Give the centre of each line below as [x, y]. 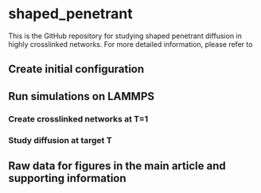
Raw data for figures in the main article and [117, 166]
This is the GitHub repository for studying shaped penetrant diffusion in [125, 36]
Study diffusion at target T [60, 140]
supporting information [67, 178]
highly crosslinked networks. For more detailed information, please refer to [130, 44]
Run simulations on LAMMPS [82, 96]
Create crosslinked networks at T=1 [78, 118]
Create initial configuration [76, 69]
